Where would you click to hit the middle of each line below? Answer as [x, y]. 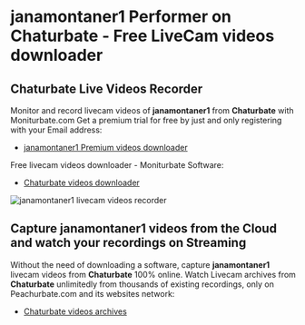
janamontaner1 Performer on [121, 17]
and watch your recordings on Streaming [128, 243]
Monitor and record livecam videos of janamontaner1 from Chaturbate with [152, 110]
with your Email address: [56, 130]
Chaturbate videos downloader [81, 182]
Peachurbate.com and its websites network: [93, 293]
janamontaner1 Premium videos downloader [106, 148]
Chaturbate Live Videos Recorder [107, 89]
